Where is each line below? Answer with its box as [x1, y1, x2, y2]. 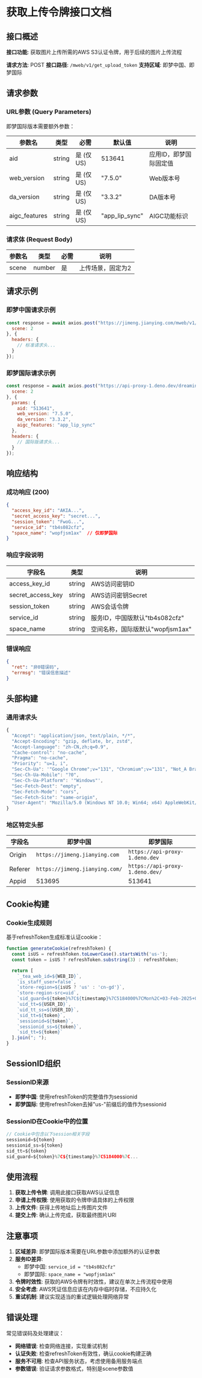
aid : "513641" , [17, 405, 55, 412]
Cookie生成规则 [6, 918, 52, 927]
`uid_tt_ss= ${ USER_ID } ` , [17, 1007, 79, 1013]
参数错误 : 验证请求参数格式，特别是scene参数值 [14, 1365, 133, 1372]
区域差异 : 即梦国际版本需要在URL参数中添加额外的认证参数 [14, 1248, 161, 1255]
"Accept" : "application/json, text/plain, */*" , [11, 733, 136, 739]
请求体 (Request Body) [6, 235, 73, 243]
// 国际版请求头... [17, 439, 60, 445]
